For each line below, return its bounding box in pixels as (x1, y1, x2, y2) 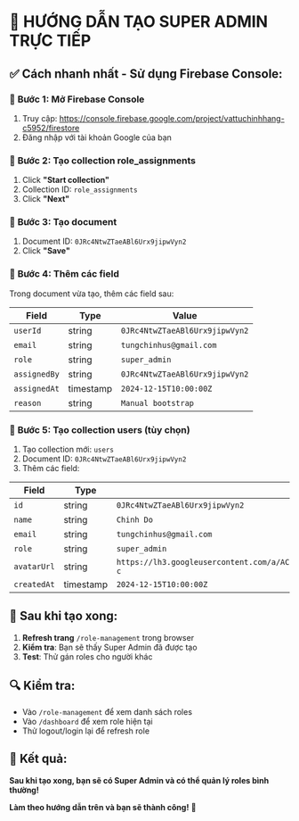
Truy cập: (21, 112, 58, 123)
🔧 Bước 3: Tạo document (9, 216, 117, 228)
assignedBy (13, 369, 60, 379)
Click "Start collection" (21, 175, 109, 186)
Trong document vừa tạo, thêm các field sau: (9, 288, 174, 299)
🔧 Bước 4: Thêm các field (9, 268, 120, 280)
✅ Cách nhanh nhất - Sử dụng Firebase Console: (9, 66, 283, 81)
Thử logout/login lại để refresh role (21, 726, 149, 736)
